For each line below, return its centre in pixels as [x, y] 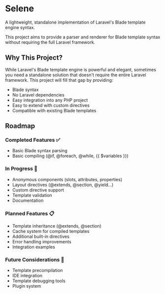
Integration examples [33, 247]
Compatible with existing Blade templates [54, 110]
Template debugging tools [39, 281]
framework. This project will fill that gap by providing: [59, 80]
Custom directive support [38, 190]
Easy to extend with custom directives [51, 105]
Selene [20, 9]
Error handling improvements [42, 242]
